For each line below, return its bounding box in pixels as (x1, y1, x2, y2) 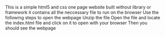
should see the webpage (5, 25, 56, 31)
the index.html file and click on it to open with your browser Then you (5, 20, 148, 26)
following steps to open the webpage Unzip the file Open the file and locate (5, 15, 161, 20)
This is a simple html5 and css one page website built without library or (5, 4, 151, 10)
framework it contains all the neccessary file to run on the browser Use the (5, 9, 159, 15)
